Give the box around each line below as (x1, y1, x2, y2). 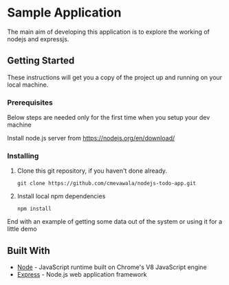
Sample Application (7, 5, 122, 21)
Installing (7, 151, 39, 160)
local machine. (7, 81, 49, 89)
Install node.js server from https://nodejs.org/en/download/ (7, 134, 175, 142)
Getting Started (7, 55, 75, 67)
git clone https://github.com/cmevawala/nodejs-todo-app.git (17, 180, 197, 187)
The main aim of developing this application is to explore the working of (7, 28, 210, 36)
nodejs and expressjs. (7, 34, 69, 43)
